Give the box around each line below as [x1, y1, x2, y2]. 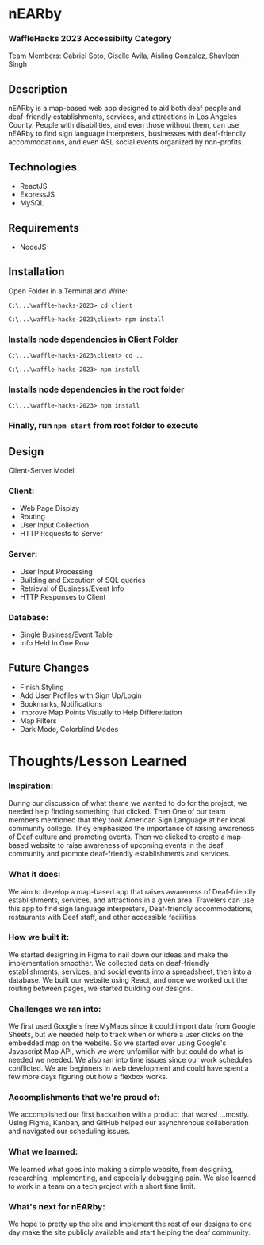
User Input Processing [19, 566, 93, 576]
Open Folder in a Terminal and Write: [8, 286, 128, 296]
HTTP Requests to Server [19, 529, 103, 538]
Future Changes [8, 661, 90, 675]
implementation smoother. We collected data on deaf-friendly [8, 958, 209, 967]
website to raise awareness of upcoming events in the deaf [30, 841, 224, 850]
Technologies [8, 160, 78, 174]
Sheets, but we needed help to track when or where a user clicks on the [8, 1030, 243, 1040]
